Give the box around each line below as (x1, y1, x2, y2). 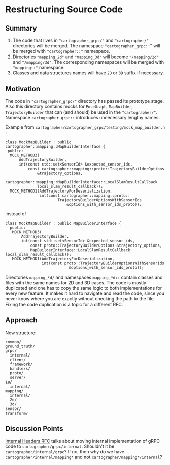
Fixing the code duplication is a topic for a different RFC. (5, 301, 123, 307)
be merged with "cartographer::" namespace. (12, 48, 111, 54)
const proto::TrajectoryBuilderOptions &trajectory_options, (30, 243, 162, 248)
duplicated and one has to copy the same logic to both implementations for (5, 285, 162, 291)
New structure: (5, 330, 37, 336)
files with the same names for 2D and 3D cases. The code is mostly (5, 279, 146, 286)
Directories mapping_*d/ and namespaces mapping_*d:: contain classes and (5, 274, 163, 280)
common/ (5, 339, 22, 344)
